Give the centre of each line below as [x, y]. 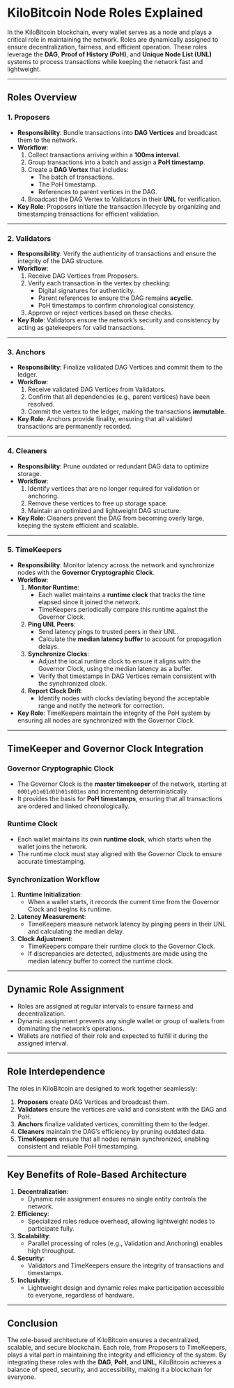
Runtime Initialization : [49, 894]
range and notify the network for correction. [101, 705]
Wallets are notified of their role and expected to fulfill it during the [112, 1036]
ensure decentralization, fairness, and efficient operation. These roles [107, 47]
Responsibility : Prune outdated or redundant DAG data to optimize [113, 466]
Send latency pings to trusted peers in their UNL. [108, 631]
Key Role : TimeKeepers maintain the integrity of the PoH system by [114, 713]
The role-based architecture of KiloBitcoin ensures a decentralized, [104, 1340]
